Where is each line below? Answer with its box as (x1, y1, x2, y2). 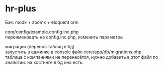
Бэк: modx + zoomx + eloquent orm (5, 19, 79, 25)
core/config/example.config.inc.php (5, 29, 79, 35)
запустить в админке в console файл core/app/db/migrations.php (5, 49, 142, 55)
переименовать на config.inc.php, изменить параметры (5, 34, 124, 40)
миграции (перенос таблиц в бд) (5, 43, 75, 49)
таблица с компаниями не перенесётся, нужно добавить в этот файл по (5, 54, 158, 60)
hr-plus (5, 3, 36, 14)
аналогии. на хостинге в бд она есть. (5, 59, 84, 65)
